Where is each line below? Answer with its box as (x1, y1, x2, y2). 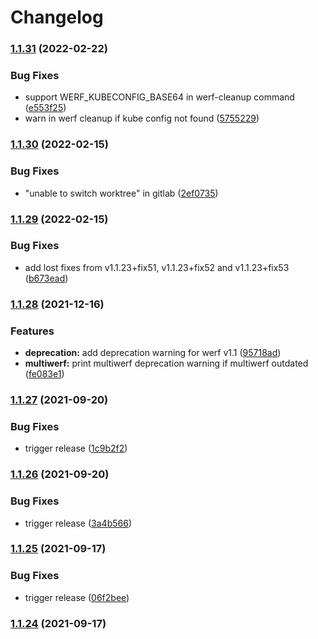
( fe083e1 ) (24, 368, 65, 380)
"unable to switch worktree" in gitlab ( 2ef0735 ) (24, 187, 219, 199)
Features (10, 324, 55, 338)
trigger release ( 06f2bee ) (24, 591, 130, 603)
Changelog (10, 6, 104, 29)
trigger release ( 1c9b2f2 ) (24, 442, 128, 455)
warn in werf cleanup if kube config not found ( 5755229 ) (24, 112, 260, 125)
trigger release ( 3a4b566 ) (24, 517, 132, 529)
